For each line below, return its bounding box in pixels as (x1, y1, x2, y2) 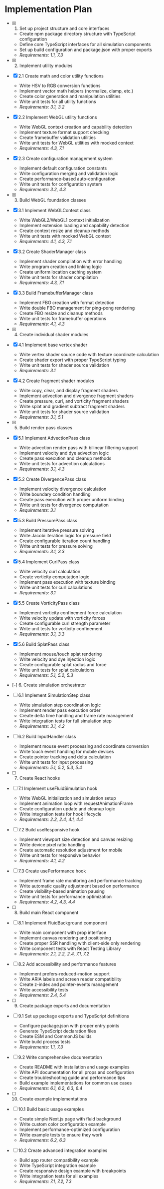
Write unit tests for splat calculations (19, 667, 95, 673)
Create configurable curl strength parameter (19, 620, 111, 626)
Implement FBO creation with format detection (19, 299, 115, 306)
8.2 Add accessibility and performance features (18, 961, 117, 967)
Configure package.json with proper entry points (19, 1022, 120, 1028)
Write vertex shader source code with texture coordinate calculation (19, 351, 159, 357)
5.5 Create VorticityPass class (18, 600, 80, 606)
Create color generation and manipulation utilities (19, 93, 121, 99)
